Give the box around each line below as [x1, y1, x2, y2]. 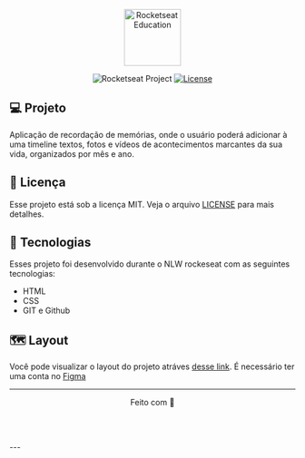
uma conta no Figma [9, 371, 86, 382]
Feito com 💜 [130, 397, 175, 408]
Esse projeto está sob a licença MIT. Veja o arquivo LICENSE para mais [9, 199, 275, 210]
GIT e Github [22, 305, 71, 317]
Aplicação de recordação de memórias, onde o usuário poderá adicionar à [9, 129, 288, 140]
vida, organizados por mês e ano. [9, 148, 134, 159]
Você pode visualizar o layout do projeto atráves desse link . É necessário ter [9, 361, 295, 372]
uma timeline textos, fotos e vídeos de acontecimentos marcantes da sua [9, 139, 283, 150]
